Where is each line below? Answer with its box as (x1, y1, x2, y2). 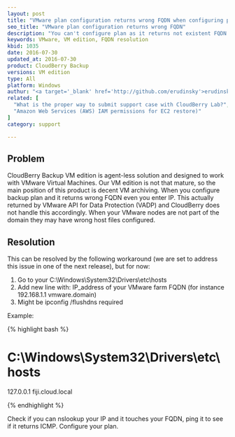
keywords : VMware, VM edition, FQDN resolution (7, 36, 149, 43)
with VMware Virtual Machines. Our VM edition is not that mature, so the (7, 179, 216, 187)
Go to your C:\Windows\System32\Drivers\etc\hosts (17, 275, 167, 284)
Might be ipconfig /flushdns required (17, 298, 124, 306)
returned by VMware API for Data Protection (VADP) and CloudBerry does (7, 201, 220, 210)
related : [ (7, 95, 39, 102)
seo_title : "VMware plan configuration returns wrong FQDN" (7, 23, 187, 30)
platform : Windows (7, 82, 61, 89)
